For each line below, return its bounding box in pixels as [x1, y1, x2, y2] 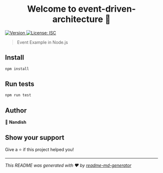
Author [5, 106, 27, 115]
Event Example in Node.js [16, 39, 68, 45]
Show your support [5, 133, 65, 142]
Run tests [5, 80, 34, 88]
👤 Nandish [5, 119, 27, 125]
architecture [52, 14, 103, 25]
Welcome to [27, 3, 77, 15]
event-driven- [78, 3, 136, 15]
